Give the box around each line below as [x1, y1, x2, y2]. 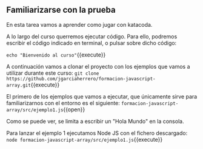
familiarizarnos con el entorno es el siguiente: [6, 99, 120, 106]
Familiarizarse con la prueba [6, 5, 116, 15]
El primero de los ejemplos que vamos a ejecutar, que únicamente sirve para [6, 92, 198, 100]
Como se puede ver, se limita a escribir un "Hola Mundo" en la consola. [6, 117, 184, 125]
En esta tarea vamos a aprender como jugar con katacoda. [6, 21, 153, 28]
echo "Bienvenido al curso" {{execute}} [6, 51, 106, 58]
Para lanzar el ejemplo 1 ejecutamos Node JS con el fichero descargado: [6, 129, 188, 136]
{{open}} [63, 106, 85, 113]
